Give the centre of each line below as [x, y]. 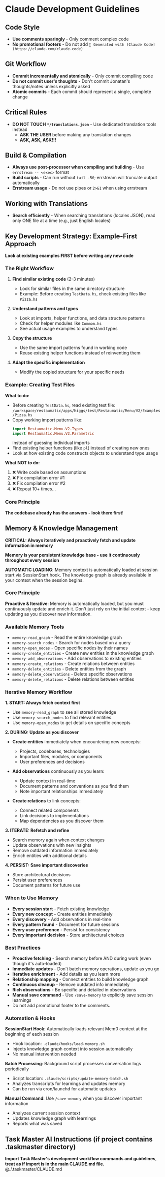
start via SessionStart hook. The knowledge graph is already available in [78, 575]
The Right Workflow [30, 268]
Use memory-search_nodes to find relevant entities [62, 718]
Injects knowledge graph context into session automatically [72, 1049]
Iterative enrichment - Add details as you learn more [66, 974]
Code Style [22, 27]
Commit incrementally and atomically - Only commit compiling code [83, 76]
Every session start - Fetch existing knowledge [61, 909]
